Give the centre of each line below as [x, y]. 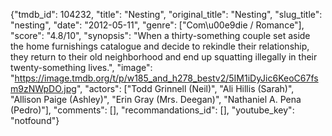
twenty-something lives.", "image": [81, 67]
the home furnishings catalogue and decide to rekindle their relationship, [160, 46]
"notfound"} [35, 120]
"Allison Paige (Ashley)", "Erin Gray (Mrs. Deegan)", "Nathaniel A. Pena [156, 99]
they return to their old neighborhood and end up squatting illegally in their [164, 57]
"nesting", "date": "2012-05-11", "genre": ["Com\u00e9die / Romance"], [157, 25]
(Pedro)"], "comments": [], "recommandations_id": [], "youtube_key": [152, 110]
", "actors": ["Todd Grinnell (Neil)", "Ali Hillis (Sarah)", [185, 88]
